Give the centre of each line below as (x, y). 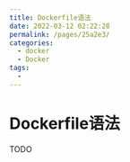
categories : (31, 43)
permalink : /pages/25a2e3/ (60, 34)
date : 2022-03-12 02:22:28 (60, 26)
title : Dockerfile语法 (50, 18)
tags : (19, 68)
